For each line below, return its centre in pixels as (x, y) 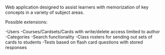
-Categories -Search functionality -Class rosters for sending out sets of (79, 37)
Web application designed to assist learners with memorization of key (77, 7)
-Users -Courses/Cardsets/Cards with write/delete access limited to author (82, 31)
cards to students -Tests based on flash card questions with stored (74, 42)
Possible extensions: (26, 22)
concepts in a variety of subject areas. (45, 12)
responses (16, 47)
